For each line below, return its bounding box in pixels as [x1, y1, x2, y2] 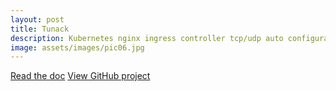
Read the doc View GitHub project [10, 70, 151, 82]
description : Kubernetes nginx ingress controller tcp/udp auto [10, 33, 284, 43]
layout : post [10, 14, 65, 25]
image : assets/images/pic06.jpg [10, 42, 145, 53]
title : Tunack [10, 24, 70, 34]
